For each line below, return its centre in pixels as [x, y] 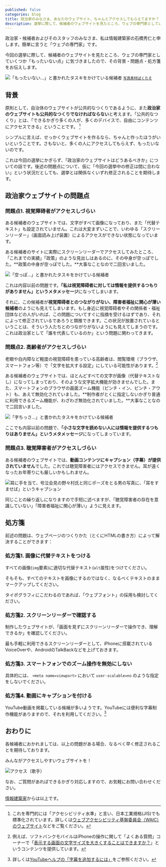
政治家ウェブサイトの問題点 [47, 196]
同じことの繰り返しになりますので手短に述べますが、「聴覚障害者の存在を [80, 499]
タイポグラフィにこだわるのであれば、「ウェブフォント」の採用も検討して [80, 595]
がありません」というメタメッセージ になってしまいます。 [63, 292]
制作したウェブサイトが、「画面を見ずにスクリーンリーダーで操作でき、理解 [82, 627]
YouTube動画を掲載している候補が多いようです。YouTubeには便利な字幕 [79, 707]
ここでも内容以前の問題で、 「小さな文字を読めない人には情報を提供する [77, 428]
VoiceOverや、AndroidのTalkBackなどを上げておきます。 [63, 650]
